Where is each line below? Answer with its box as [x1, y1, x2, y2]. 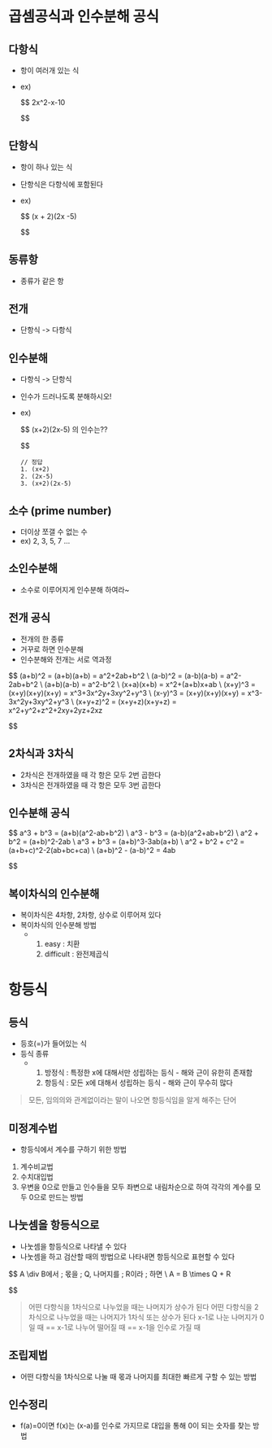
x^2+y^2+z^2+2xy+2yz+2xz [8, 705, 103, 715]
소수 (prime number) [8, 504, 112, 518]
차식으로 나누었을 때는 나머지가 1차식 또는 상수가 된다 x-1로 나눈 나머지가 [28, 1312, 258, 1322]
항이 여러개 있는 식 [19, 66, 80, 75]
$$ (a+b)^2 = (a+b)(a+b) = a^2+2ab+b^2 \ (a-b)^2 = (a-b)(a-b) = [8, 671, 225, 680]
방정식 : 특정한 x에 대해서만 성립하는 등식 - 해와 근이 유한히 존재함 [44, 1068, 253, 1078]
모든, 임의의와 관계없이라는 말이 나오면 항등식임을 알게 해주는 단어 [28, 1096, 237, 1105]
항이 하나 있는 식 [19, 162, 73, 172]
